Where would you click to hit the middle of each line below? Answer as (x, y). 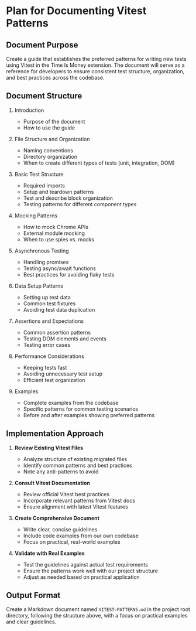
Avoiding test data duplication (59, 309)
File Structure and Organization (52, 139)
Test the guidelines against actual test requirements (85, 564)
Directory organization (50, 156)
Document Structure (44, 96)
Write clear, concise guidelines (60, 529)
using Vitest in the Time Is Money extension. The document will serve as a (96, 65)
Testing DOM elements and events (65, 339)
